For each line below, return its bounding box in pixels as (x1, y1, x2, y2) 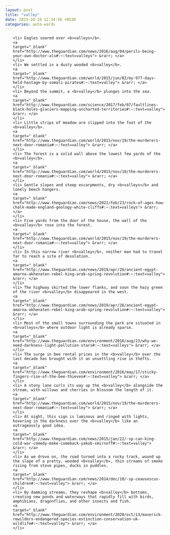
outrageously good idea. (12, 423, 65, 428)
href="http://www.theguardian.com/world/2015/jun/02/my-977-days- (12, 76, 156, 81)
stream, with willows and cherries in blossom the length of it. (12, 387, 154, 392)
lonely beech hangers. (12, 187, 61, 192)
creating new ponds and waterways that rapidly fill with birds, (12, 494, 154, 499)
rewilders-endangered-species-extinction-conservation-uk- (12, 517, 141, 522)
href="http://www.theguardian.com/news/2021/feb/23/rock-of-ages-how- (12, 201, 165, 206)
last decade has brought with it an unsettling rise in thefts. (12, 356, 152, 361)
